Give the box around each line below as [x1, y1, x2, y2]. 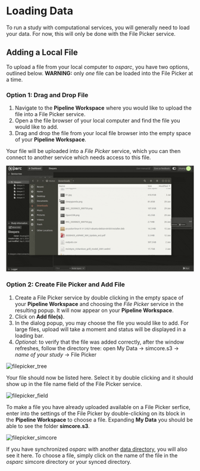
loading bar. [14, 332, 45, 339]
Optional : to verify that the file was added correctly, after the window [14, 338, 185, 345]
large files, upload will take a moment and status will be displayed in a [14, 326, 186, 333]
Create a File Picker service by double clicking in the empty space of [14, 294, 184, 301]
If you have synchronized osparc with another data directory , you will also [6, 445, 187, 453]
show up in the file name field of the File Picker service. [6, 380, 142, 388]
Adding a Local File [6, 48, 79, 58]
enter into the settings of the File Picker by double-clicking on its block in [6, 410, 186, 417]
